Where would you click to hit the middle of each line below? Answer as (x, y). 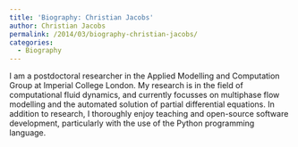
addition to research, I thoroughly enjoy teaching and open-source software (149, 114)
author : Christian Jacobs (57, 26)
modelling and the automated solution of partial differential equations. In (142, 104)
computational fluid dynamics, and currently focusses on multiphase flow (145, 95)
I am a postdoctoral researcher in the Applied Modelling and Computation (145, 76)
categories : (31, 42)
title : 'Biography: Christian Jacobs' (81, 17)
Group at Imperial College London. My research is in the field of (126, 86)
